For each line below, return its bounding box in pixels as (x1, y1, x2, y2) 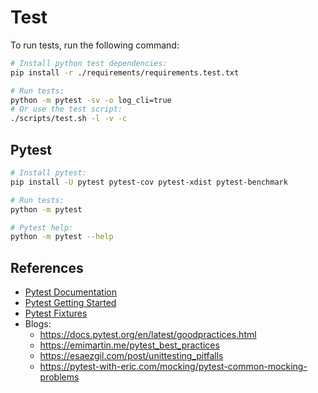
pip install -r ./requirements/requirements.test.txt (10, 67, 240, 78)
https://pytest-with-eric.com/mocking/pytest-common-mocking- (39, 361, 308, 373)
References (10, 259, 84, 276)
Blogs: (24, 318, 52, 330)
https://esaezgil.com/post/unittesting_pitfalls (39, 350, 224, 362)
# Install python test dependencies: (10, 58, 168, 68)
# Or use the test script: (10, 104, 123, 115)
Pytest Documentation (24, 286, 117, 298)
